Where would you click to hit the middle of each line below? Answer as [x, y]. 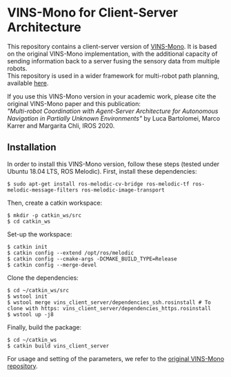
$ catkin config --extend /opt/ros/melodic [71, 253]
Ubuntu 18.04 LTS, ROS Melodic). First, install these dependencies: [102, 171]
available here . [28, 83]
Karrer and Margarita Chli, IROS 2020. [61, 125]
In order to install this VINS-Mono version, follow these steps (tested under [113, 164]
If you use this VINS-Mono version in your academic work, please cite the [112, 96]
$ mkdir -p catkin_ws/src [44, 215]
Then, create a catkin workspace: [55, 203]
